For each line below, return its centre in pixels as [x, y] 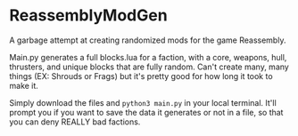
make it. [24, 85]
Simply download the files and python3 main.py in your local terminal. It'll [143, 102]
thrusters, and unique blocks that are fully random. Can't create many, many [149, 67]
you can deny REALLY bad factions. [75, 122]
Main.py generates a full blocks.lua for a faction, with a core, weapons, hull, [148, 57]
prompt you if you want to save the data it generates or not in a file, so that [146, 112]
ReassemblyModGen [88, 16]
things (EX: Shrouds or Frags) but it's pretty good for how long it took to [141, 76]
